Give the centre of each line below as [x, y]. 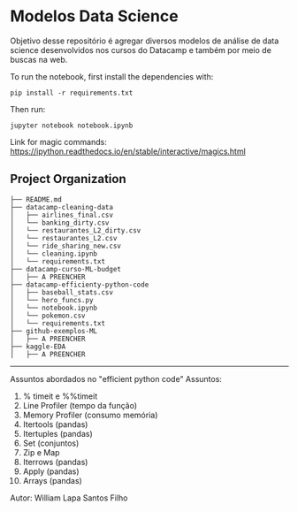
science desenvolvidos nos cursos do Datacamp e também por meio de [141, 50]
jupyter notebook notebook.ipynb [72, 126]
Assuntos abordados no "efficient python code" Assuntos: [116, 378]
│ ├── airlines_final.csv [62, 215]
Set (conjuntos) [51, 443]
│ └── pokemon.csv [48, 316]
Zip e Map [41, 452]
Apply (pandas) [51, 471]
